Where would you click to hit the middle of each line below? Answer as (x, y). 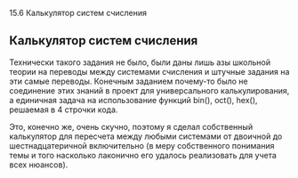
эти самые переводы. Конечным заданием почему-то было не (129, 81)
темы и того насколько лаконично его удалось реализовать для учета (143, 155)
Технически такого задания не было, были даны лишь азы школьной (140, 62)
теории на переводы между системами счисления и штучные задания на (149, 71)
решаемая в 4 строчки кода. (64, 109)
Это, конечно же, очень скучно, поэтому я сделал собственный (131, 126)
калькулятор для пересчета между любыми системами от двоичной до (146, 136)
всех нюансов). (39, 165)
